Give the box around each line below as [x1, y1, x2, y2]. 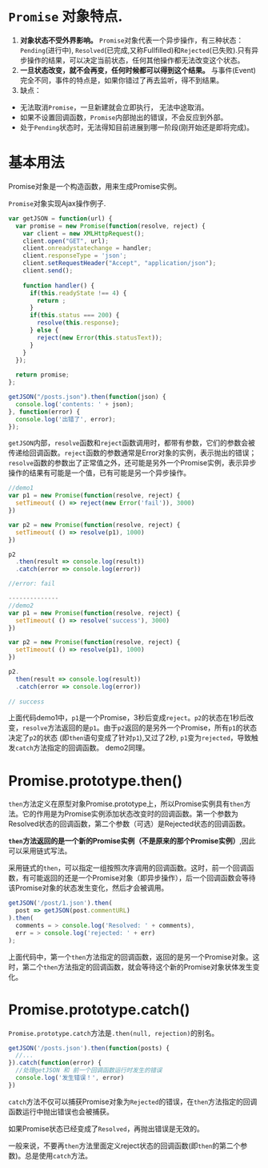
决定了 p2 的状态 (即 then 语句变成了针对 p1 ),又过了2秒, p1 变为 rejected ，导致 [8, 733, 252, 743]
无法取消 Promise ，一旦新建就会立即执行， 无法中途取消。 [19, 102, 209, 112]
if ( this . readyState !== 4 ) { [29, 289, 127, 297]
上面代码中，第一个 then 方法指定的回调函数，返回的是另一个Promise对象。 [8, 952, 254, 961]
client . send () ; [22, 267, 74, 275]
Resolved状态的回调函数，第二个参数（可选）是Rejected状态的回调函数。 [8, 819, 250, 829]
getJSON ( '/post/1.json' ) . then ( [8, 899, 113, 908]
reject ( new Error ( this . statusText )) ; [37, 333, 162, 341]
